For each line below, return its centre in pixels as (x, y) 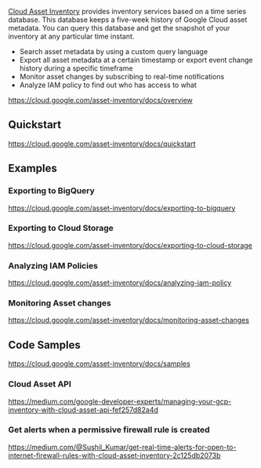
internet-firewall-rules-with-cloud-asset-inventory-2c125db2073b (114, 455)
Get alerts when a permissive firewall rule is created (109, 430)
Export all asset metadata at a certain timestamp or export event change (136, 60)
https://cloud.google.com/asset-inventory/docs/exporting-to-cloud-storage (130, 245)
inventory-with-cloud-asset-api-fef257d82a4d (83, 409)
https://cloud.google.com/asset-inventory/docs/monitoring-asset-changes (129, 320)
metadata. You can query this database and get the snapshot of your (119, 28)
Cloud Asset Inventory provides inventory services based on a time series (127, 11)
